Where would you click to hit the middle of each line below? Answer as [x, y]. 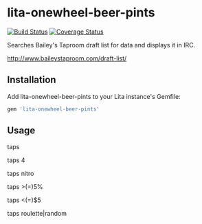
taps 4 [16, 160]
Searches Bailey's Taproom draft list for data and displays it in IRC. [101, 45]
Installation [32, 80]
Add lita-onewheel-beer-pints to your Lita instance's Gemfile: [94, 96]
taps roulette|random [37, 214]
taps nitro [21, 174]
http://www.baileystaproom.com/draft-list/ [67, 58]
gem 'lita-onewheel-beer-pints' [53, 109]
